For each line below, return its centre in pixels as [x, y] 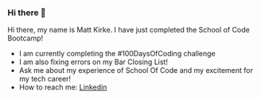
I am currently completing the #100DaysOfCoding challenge [117, 54]
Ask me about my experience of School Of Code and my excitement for [136, 70]
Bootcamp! [25, 38]
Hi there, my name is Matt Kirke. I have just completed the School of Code [129, 30]
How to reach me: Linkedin [63, 87]
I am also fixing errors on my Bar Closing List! [93, 62]
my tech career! [45, 79]
